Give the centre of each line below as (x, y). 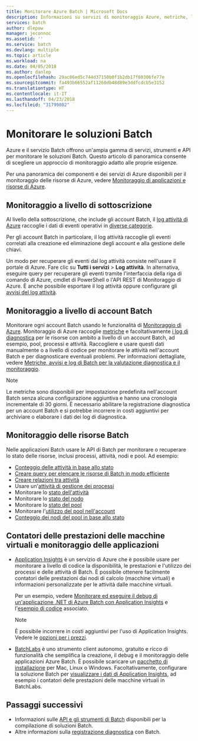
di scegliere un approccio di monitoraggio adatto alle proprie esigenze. (92, 163)
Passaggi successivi (45, 705)
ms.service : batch (29, 45)
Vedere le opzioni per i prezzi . (51, 637)
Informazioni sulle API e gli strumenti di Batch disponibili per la (90, 719)
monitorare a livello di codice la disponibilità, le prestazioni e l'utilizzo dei (103, 565)
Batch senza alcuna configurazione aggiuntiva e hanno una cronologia (92, 398)
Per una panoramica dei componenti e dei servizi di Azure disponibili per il (96, 174)
